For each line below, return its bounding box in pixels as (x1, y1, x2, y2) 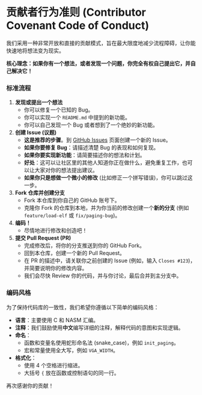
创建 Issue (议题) (14, 129, 57, 136)
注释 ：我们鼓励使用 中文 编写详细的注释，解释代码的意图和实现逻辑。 (14, 324, 184, 331)
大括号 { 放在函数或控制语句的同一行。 (23, 369, 120, 376)
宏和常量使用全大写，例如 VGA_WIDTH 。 (23, 346, 118, 353)
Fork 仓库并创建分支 (14, 189, 65, 197)
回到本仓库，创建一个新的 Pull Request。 (23, 250, 125, 257)
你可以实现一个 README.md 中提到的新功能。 (23, 114, 130, 121)
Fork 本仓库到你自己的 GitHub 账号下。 (23, 197, 120, 204)
